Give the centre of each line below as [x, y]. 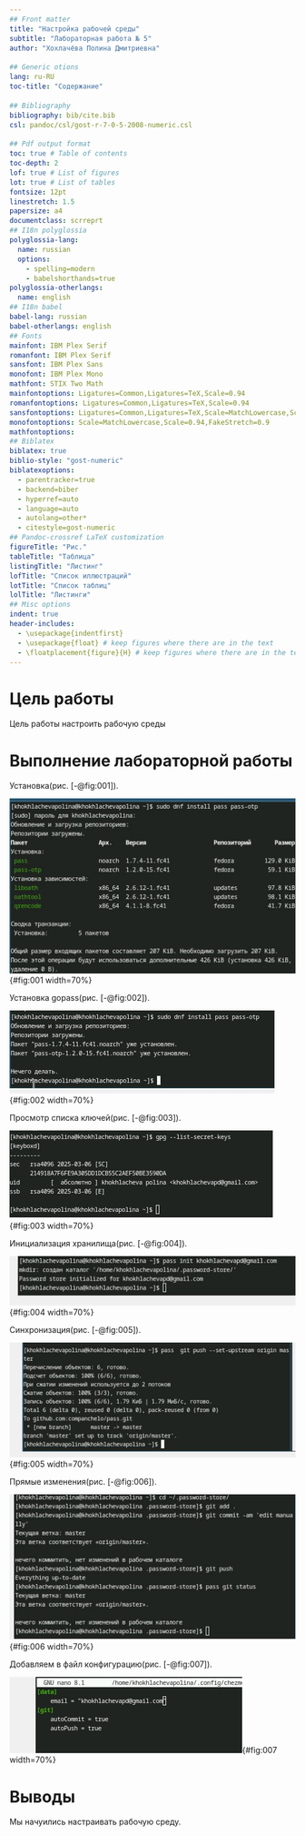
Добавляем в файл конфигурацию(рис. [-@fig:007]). [111, 1664]
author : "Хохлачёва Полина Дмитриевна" [85, 48]
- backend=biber [48, 489]
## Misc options [40, 605]
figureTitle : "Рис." [49, 547]
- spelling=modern [60, 268]
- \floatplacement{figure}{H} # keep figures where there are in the [152, 652]
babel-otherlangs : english [60, 326]
